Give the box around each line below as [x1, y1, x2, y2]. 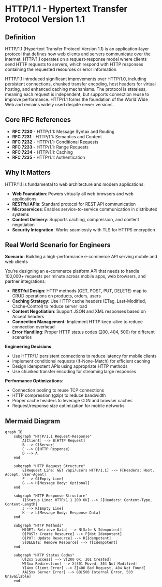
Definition [5, 33, 35, 41]
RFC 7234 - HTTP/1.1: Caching [12, 149, 73, 155]
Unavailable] [5, 574, 31, 579]
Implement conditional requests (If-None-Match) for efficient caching [12, 358, 150, 364]
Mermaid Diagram [5, 417, 60, 425]
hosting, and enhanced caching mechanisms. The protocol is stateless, [5, 86, 147, 92]
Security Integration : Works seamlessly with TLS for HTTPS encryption [12, 227, 156, 232]
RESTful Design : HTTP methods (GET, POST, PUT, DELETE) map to [12, 288, 147, 294]
